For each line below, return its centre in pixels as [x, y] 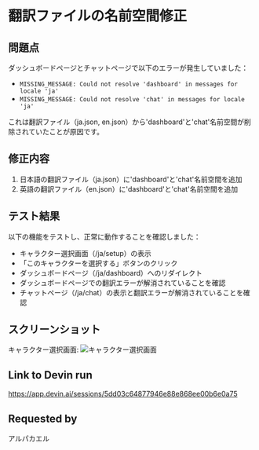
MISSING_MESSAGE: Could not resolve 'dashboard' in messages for [128, 84]
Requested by [43, 418]
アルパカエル [29, 439]
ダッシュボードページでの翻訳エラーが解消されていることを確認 [122, 283]
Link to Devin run [50, 375]
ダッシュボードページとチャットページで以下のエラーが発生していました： [128, 68]
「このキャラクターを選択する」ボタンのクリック [98, 263]
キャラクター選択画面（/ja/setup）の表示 [85, 253]
